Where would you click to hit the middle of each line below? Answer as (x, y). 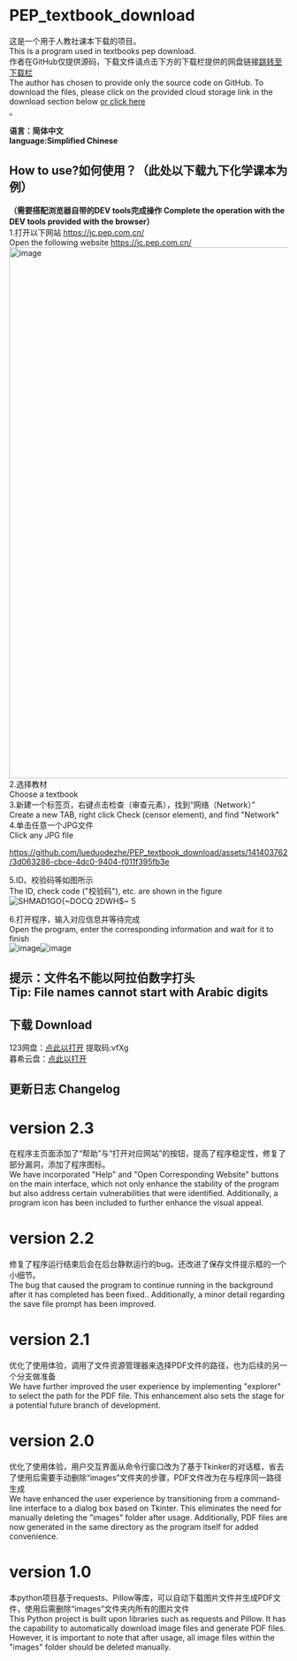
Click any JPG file (41, 835)
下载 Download (51, 1025)
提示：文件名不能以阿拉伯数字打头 (102, 978)
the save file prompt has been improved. (83, 1304)
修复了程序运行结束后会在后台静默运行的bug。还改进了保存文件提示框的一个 (148, 1264)
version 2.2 (52, 1238)
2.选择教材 (28, 784)
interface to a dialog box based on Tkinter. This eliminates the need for (153, 1508)
